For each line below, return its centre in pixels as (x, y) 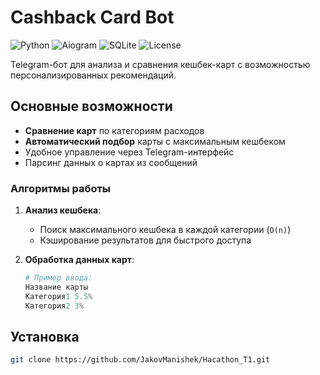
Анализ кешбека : (63, 210)
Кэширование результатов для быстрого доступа (145, 240)
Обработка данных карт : (79, 260)
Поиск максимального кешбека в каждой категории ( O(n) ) (165, 230)
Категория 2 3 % (54, 306)
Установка (45, 336)
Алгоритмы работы (61, 188)
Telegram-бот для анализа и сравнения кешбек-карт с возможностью (160, 64)
